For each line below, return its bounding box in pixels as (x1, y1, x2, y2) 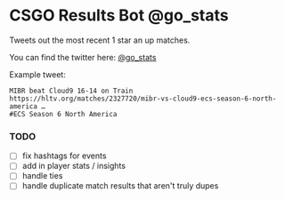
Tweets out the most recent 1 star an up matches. (9, 35, 191, 45)
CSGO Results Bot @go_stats (9, 5, 229, 26)
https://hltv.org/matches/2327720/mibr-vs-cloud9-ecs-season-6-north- (9, 94, 277, 103)
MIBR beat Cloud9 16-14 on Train (9, 86, 134, 95)
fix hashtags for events (21, 150, 107, 161)
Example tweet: (9, 68, 67, 80)
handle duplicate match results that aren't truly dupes (21, 180, 219, 191)
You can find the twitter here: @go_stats (9, 52, 157, 62)
